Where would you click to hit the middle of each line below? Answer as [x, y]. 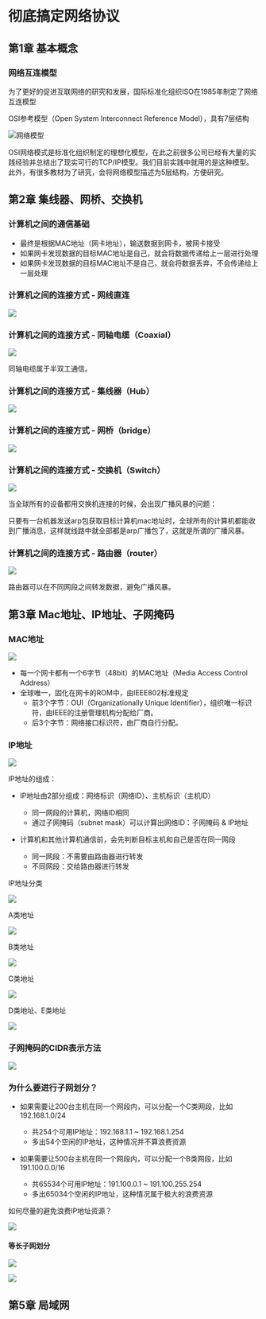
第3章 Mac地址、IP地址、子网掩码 [91, 615]
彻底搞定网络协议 [64, 16]
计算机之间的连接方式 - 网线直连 [69, 295]
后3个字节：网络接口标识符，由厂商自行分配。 [107, 723]
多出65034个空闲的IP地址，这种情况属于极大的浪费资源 [122, 1193]
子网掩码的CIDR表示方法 [55, 1049]
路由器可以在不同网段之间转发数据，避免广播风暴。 [92, 587]
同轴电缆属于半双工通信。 [50, 369]
